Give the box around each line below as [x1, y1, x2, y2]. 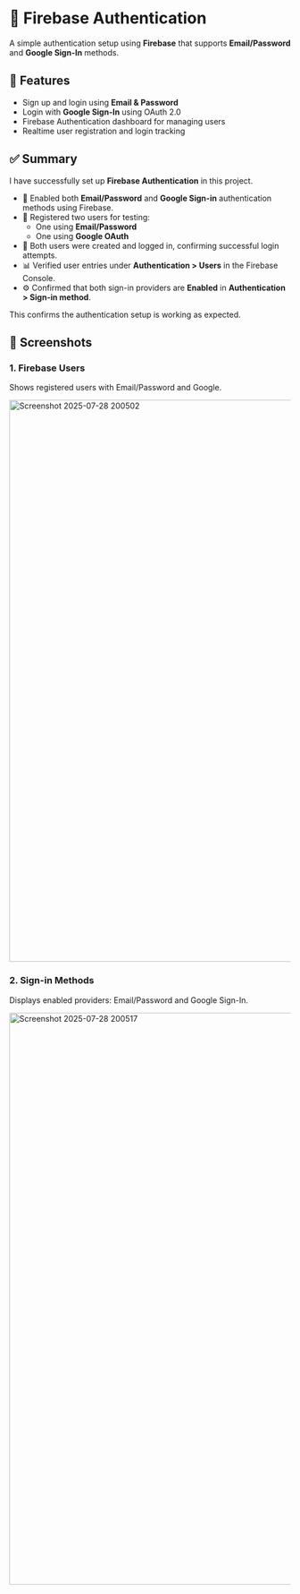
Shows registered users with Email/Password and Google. [9, 382, 222, 393]
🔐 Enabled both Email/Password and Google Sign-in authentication [21, 193, 272, 203]
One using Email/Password [35, 221, 137, 232]
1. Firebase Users [9, 362, 86, 374]
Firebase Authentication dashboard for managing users [21, 116, 226, 126]
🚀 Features [9, 73, 71, 89]
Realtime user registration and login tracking [21, 125, 186, 136]
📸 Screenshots [9, 335, 93, 350]
